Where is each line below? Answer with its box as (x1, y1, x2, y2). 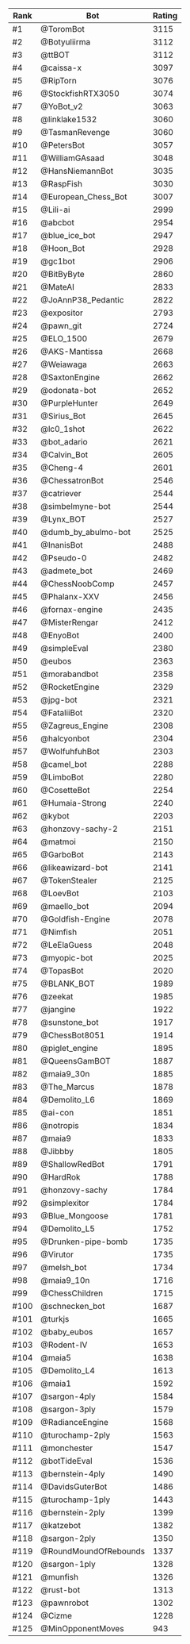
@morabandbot (40, 668, 99, 680)
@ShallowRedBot (40, 1159, 105, 1169)
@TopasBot (40, 965, 85, 976)
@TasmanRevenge (40, 127, 111, 137)
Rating (152, 10, 178, 21)
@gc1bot (40, 256, 75, 267)
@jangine (40, 1004, 76, 1015)
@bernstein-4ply (40, 1469, 105, 1479)
